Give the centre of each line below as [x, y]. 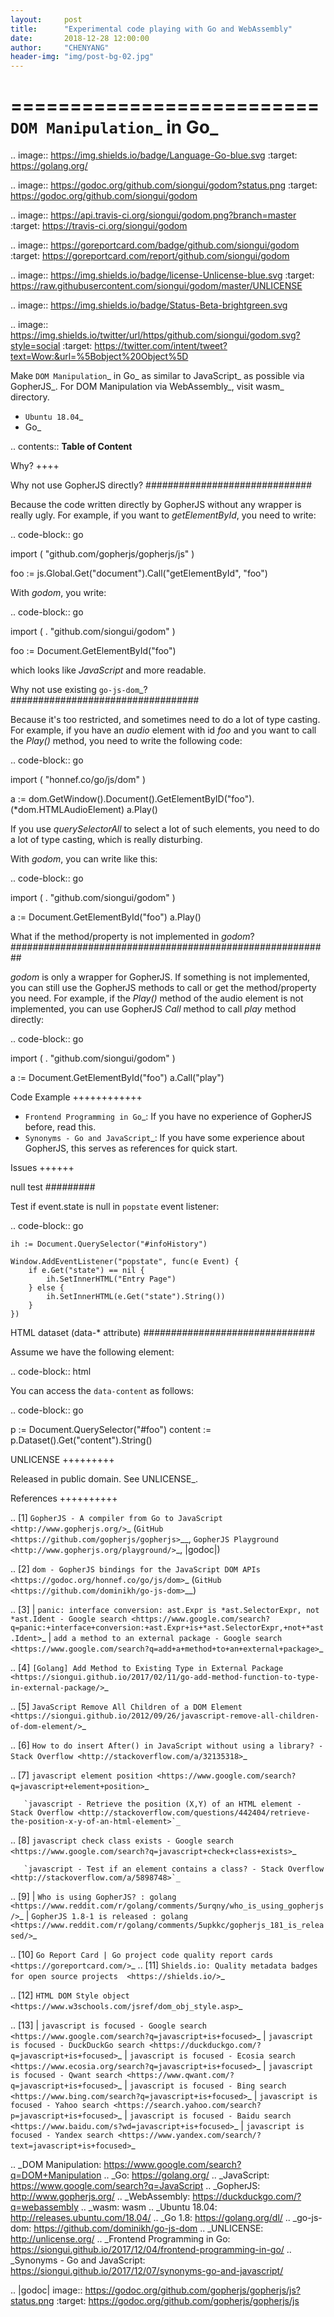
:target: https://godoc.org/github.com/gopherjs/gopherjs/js [178, 2301]
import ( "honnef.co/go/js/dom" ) [78, 780]
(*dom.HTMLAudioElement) [67, 810]
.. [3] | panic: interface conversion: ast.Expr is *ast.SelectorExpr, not [165, 1610]
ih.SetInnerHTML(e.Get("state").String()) [136, 1297]
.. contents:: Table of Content [71, 447]
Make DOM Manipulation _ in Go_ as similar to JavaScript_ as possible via [157, 376]
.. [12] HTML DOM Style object [70, 1995]
